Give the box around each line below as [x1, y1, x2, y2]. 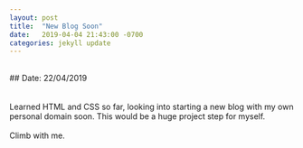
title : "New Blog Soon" [9, 22, 103, 31]
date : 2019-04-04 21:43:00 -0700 [9, 30, 144, 39]
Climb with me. [9, 130, 65, 141]
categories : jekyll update [9, 38, 111, 48]
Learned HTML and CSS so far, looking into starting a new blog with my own [9, 101, 294, 113]
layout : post [9, 13, 59, 23]
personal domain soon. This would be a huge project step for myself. [9, 111, 266, 122]
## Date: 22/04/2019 [9, 73, 88, 84]
